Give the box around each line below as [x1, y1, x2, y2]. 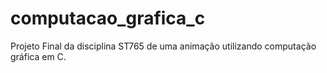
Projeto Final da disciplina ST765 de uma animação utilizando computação [10, 40, 317, 52]
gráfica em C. [10, 50, 67, 62]
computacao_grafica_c [10, 7, 206, 30]
